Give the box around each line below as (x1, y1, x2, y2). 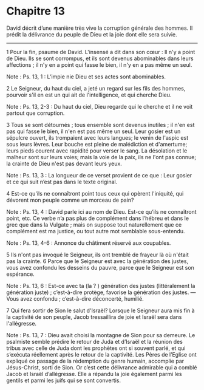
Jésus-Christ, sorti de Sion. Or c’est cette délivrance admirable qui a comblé (6, 363, 197, 371)
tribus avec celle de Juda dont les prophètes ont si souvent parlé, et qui (6, 344, 186, 352)
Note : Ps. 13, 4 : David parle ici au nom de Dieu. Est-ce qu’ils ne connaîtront (6, 208, 197, 215)
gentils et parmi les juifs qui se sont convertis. (6, 377, 121, 384)
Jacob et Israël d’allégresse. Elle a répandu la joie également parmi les (6, 370, 182, 377)
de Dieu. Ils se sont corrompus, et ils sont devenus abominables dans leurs (6, 55, 194, 62)
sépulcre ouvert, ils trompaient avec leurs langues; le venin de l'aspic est (6, 134, 189, 141)
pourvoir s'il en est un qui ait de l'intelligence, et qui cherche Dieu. (6, 91, 172, 98)
